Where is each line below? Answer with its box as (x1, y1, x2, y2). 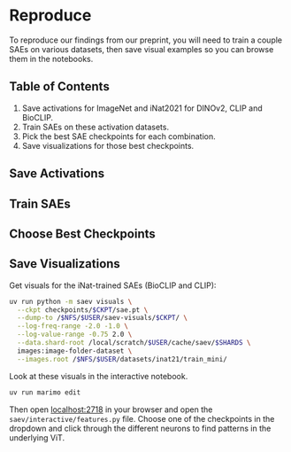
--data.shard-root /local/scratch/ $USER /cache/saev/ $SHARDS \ (17, 339, 251, 347)
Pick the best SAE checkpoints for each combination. (21, 130, 217, 142)
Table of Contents (9, 79, 111, 94)
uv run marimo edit (9, 387, 81, 397)
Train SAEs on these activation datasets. (21, 121, 170, 132)
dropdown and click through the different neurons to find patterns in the (9, 423, 272, 433)
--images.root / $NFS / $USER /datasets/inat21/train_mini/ (17, 355, 227, 363)
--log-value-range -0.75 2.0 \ (17, 330, 133, 339)
